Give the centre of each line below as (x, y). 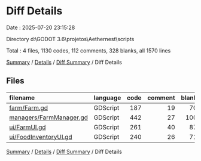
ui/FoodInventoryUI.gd (41, 137)
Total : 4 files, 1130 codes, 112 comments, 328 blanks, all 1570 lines (89, 50)
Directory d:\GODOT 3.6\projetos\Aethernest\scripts (70, 39)
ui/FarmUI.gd (28, 127)
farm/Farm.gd (28, 107)
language (107, 98)
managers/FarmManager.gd (49, 117)
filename (22, 98)
